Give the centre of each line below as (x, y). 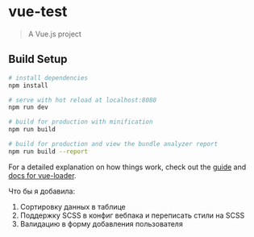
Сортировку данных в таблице (73, 206)
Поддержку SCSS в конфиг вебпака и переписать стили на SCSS (132, 215)
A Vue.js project (55, 34)
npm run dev (28, 107)
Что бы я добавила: (42, 191)
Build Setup (38, 59)
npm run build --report (48, 152)
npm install (28, 85)
